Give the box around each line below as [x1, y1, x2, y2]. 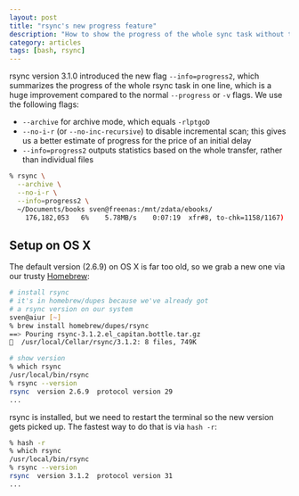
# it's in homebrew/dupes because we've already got [9, 296, 209, 306]
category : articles [9, 37, 82, 47]
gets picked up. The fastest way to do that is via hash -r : [9, 421, 218, 432]
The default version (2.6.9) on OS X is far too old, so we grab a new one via [9, 261, 286, 272]
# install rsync [9, 288, 69, 297]
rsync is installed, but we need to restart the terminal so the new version [9, 411, 274, 422]
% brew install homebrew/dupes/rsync [9, 321, 149, 330]
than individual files [21, 154, 94, 165]
